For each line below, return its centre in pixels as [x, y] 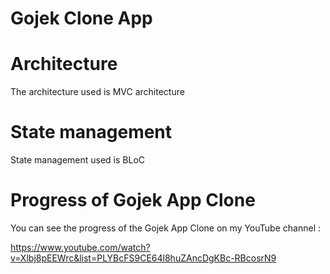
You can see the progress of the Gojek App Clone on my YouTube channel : [165, 228]
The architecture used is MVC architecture [97, 92]
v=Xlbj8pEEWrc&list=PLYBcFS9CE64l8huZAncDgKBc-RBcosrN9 [143, 258]
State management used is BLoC [78, 160]
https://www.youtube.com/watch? [80, 247]
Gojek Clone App [81, 18]
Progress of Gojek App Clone [133, 200]
